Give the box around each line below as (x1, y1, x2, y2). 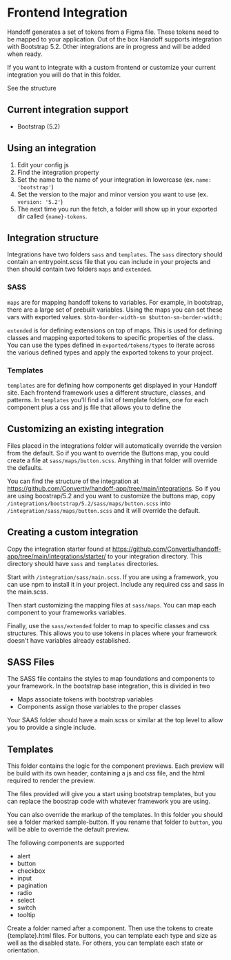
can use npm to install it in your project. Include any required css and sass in (7, 580, 225, 588)
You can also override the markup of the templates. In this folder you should (7, 811, 223, 819)
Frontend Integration (7, 5, 128, 21)
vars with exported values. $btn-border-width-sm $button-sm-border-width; (7, 312, 223, 321)
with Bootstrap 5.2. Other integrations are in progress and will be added (7, 42, 210, 50)
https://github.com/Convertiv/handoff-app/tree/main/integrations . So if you (7, 484, 221, 492)
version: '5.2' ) (17, 197, 63, 205)
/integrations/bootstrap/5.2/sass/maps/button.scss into (7, 499, 171, 507)
